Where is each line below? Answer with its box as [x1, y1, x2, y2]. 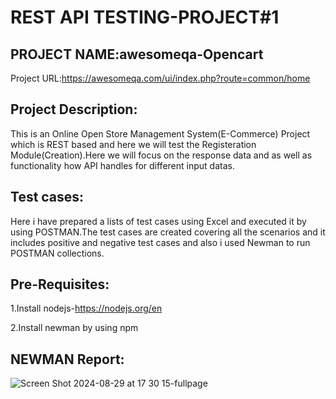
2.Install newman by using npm [10, 322, 139, 334]
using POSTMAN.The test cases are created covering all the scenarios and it [10, 226, 326, 238]
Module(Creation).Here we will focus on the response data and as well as [10, 149, 313, 161]
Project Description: [10, 101, 138, 118]
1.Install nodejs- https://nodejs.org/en [10, 302, 163, 315]
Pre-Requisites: [10, 276, 110, 293]
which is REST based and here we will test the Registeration [10, 138, 257, 150]
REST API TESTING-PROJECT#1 [10, 6, 280, 29]
